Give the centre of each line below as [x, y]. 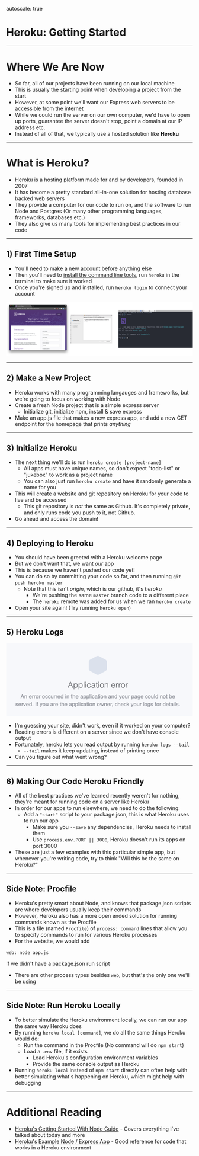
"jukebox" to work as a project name [68, 475]
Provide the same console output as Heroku [86, 1064]
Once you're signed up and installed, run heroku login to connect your [101, 287]
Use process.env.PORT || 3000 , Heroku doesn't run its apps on [109, 840]
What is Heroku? [48, 163]
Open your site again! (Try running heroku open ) [73, 608]
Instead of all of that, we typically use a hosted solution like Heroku [97, 133]
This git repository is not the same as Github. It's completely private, [107, 507]
